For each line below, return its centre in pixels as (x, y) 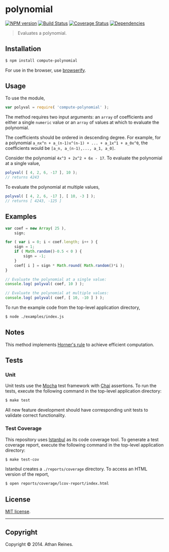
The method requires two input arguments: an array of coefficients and (79, 117)
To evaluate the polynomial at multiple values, (53, 187)
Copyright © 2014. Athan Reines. (39, 544)
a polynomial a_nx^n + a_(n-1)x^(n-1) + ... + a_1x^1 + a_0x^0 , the (77, 143)
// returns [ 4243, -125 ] (33, 201)
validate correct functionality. (36, 415)
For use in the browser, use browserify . (46, 70)
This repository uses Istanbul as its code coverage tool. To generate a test (82, 439)
